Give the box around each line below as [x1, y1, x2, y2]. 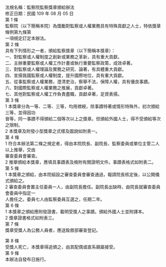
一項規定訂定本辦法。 [5, 35, 48, 41]
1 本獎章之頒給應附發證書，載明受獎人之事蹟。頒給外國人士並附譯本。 [5, 209, 147, 214]
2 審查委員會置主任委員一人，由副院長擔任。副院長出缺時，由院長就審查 [5, 184, 152, 190]
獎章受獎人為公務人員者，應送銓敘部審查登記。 [5, 227, 100, 233]
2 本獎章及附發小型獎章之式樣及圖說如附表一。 [5, 128, 100, 134]
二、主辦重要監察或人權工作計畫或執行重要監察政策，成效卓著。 [5, 60, 135, 66]
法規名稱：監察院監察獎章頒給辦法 [5, 4, 75, 10]
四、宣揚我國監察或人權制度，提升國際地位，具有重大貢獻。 [5, 72, 126, 78]
